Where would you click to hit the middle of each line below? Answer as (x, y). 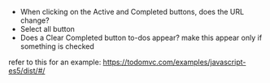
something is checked (57, 46)
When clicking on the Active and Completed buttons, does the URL (132, 12)
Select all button (48, 29)
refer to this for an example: (55, 62)
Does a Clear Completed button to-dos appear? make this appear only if (141, 37)
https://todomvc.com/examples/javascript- (174, 62)
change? (35, 20)
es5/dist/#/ (27, 71)
